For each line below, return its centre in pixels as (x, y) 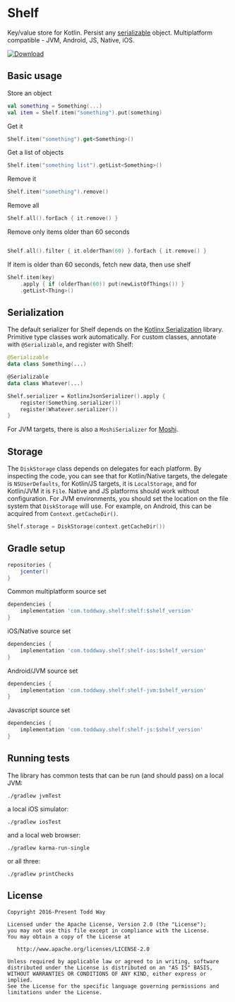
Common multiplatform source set (57, 591)
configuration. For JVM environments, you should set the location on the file (118, 499)
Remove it (22, 179)
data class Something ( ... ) (47, 364)
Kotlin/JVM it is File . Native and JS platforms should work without (103, 491)
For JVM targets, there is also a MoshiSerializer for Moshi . (93, 430)
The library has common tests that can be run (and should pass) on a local (115, 775)
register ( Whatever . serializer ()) (69, 409)
